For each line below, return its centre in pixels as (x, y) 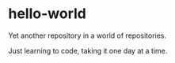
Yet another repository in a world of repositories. (87, 35)
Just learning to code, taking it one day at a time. (88, 50)
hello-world (48, 14)
